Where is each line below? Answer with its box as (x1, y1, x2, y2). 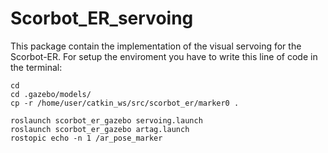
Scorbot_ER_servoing (10, 7, 194, 30)
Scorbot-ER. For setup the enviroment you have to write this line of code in (10, 50, 318, 62)
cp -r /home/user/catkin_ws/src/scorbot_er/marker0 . (10, 98, 240, 108)
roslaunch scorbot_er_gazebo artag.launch (10, 124, 190, 134)
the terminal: (10, 61, 63, 73)
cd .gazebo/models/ (10, 89, 92, 99)
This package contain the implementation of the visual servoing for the (10, 40, 302, 52)
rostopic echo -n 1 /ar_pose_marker (10, 133, 163, 143)
